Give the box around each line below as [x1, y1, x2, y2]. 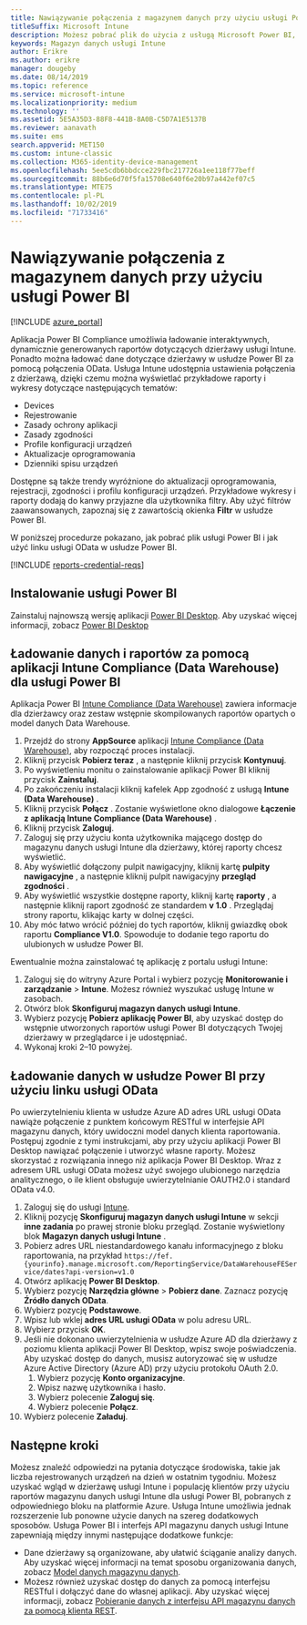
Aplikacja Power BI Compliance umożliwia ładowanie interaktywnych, [10, 333, 270, 344]
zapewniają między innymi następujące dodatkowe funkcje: [10, 1529, 234, 1540]
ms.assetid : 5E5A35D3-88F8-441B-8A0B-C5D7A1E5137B [10, 115, 207, 124]
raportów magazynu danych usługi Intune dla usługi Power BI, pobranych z [10, 1490, 292, 1501]
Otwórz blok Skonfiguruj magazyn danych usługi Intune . [23, 1003, 240, 1014]
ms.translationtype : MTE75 [10, 183, 113, 192]
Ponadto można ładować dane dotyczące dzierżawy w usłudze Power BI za [10, 353, 294, 364]
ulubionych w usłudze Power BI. [23, 939, 144, 950]
